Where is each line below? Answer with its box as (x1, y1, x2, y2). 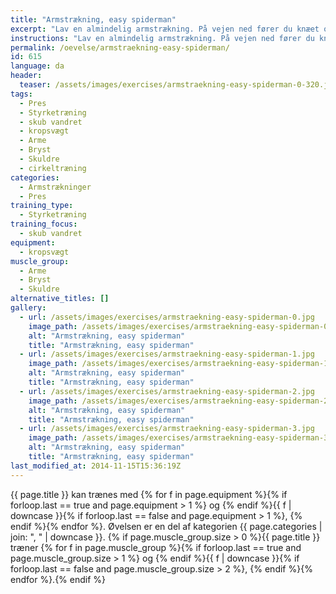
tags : (10, 89, 33, 99)
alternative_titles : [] (10, 294, 110, 304)
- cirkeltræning (19, 163, 87, 173)
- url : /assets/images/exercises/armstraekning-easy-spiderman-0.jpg (19, 312, 315, 322)
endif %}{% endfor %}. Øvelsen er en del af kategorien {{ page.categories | (10, 520, 323, 532)
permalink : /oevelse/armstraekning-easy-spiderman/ (10, 42, 230, 53)
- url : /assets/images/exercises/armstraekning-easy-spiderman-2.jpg (19, 386, 315, 396)
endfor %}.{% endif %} (10, 573, 107, 585)
